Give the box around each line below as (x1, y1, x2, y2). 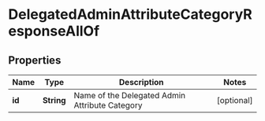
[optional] (216, 95, 253, 105)
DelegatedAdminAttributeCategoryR (8, 5, 252, 24)
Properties (8, 53, 62, 67)
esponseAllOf (8, 22, 100, 40)
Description (118, 77, 164, 87)
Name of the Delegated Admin (73, 90, 186, 101)
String (42, 95, 66, 105)
